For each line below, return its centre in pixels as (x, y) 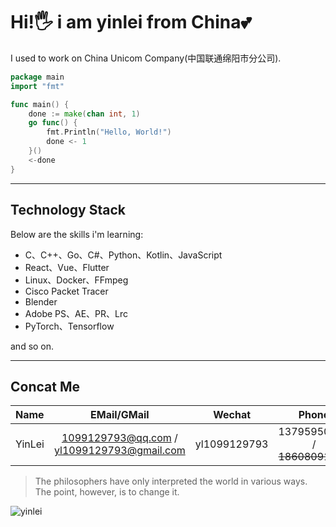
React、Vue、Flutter (67, 267)
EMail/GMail (120, 415)
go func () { (53, 123)
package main (37, 77)
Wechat (232, 415)
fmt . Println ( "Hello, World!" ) (109, 132)
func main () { (40, 104)
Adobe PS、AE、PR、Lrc (76, 313)
